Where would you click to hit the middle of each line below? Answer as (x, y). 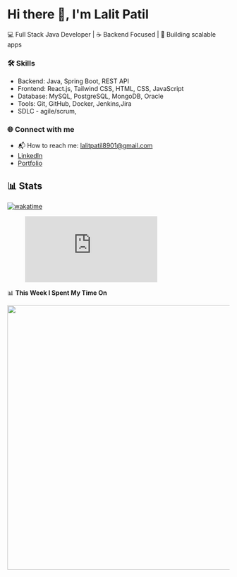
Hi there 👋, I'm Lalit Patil (78, 14)
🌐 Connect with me (41, 130)
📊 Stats (25, 186)
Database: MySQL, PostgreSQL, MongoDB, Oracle (90, 96)
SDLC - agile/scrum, (47, 111)
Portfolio (30, 163)
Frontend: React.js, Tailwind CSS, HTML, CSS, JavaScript (101, 89)
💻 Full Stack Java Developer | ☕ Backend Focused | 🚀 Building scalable (112, 34)
